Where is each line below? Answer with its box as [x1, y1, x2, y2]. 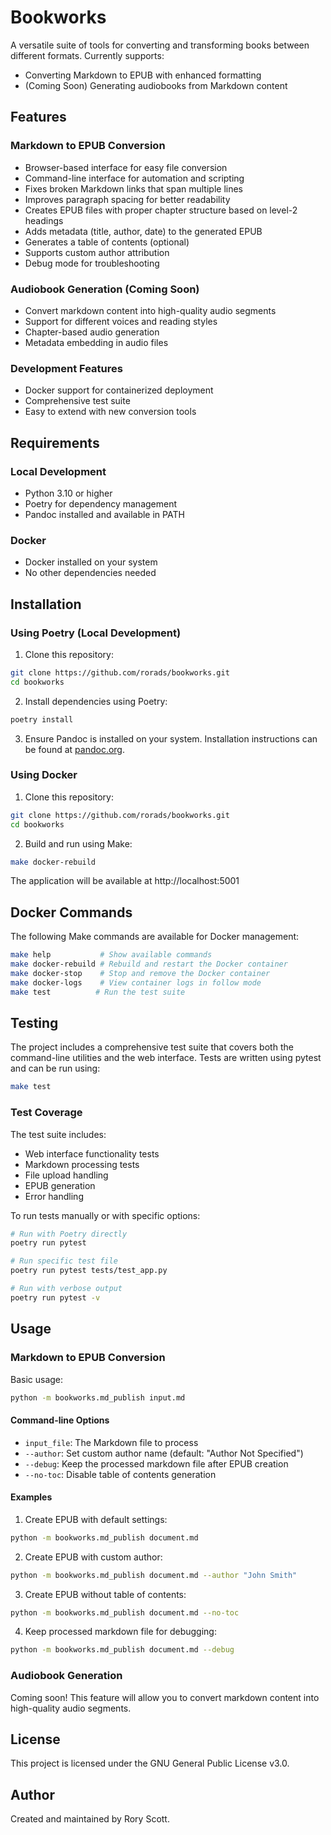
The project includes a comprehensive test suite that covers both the [10, 1041, 294, 1053]
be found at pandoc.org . [24, 743, 125, 755]
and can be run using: [10, 1062, 101, 1075]
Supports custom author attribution [24, 246, 170, 258]
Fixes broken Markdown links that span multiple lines [24, 182, 244, 195]
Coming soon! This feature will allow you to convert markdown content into [10, 1691, 320, 1703]
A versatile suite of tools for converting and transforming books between [10, 39, 310, 51]
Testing [10, 1015, 59, 1032]
